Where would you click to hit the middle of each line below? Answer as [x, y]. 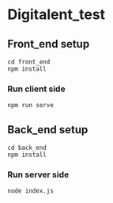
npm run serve [31, 105]
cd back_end [27, 148]
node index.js [31, 191]
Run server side [38, 174]
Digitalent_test [56, 15]
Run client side [36, 89]
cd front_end [29, 62]
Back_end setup [48, 130]
